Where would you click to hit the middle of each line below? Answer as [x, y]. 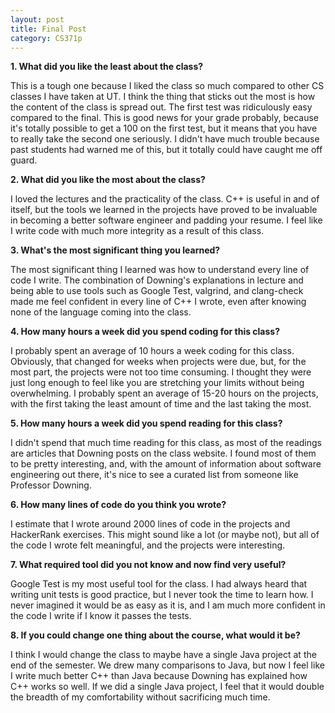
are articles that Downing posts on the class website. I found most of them [163, 453]
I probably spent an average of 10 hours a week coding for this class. [152, 351]
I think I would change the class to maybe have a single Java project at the [163, 655]
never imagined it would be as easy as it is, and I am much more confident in [168, 605]
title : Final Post [48, 29]
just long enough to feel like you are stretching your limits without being [157, 383]
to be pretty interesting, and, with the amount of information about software [166, 464]
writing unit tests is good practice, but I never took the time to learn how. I [162, 595]
